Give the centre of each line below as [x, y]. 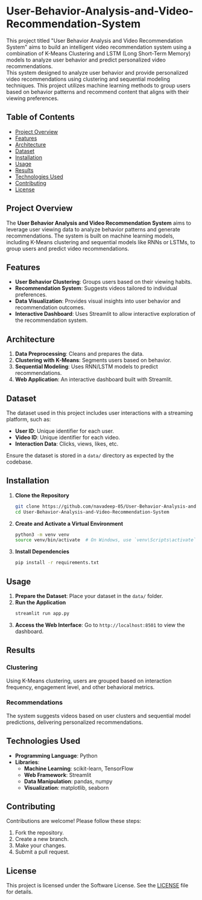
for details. [20, 892]
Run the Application [40, 602]
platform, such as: [29, 419]
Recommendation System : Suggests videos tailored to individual [96, 288]
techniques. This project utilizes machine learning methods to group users [99, 85]
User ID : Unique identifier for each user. [65, 431]
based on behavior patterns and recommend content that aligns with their [98, 92]
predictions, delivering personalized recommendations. [75, 722]
